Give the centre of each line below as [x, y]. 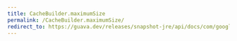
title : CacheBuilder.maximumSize [56, 14]
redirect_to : [26, 26]
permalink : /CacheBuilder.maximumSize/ [66, 20]
